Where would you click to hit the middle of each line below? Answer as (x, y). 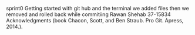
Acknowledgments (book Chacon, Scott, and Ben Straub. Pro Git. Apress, (95, 20)
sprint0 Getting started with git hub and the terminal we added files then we (97, 8)
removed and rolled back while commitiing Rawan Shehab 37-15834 (89, 14)
